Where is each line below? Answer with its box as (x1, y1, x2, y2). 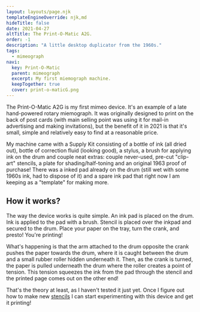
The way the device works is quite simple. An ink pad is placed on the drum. (6, 212, 195, 219)
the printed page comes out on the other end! (6, 274, 119, 282)
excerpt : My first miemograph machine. (11, 76, 111, 82)
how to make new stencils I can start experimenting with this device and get (6, 292, 193, 300)
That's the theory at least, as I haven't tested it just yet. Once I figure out (6, 286, 184, 293)
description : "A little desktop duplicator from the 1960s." (6, 43, 162, 49)
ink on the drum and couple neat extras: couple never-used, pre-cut (6, 153, 174, 160)
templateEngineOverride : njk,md (6, 14, 87, 20)
